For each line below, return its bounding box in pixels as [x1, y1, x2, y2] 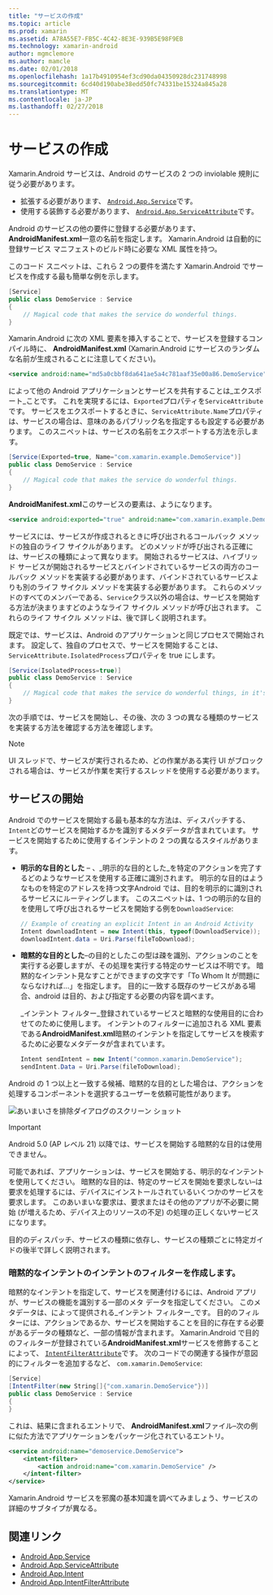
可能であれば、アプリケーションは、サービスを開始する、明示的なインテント [8, 1167, 265, 1177]
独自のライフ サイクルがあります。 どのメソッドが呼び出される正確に [22, 541, 253, 551]
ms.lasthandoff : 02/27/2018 [8, 103, 104, 111]
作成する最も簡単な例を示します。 [29, 272, 144, 282]
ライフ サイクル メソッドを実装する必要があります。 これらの [36, 582, 241, 592]
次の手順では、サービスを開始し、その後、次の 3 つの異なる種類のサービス [8, 712, 259, 722]
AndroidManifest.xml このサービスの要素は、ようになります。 [8, 499, 217, 509]
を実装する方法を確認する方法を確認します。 [8, 722, 158, 732]
